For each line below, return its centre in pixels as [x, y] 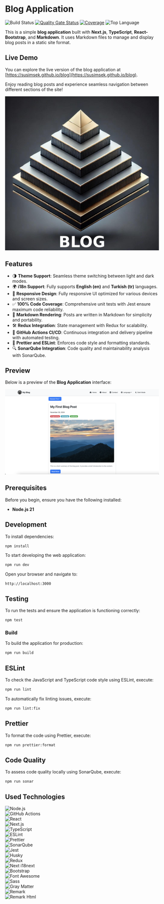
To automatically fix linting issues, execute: [48, 699]
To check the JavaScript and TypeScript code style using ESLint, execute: [79, 680]
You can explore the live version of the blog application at [63, 69]
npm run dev [17, 565]
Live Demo [21, 58]
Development [26, 525]
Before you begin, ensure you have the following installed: [63, 500]
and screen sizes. [30, 299]
